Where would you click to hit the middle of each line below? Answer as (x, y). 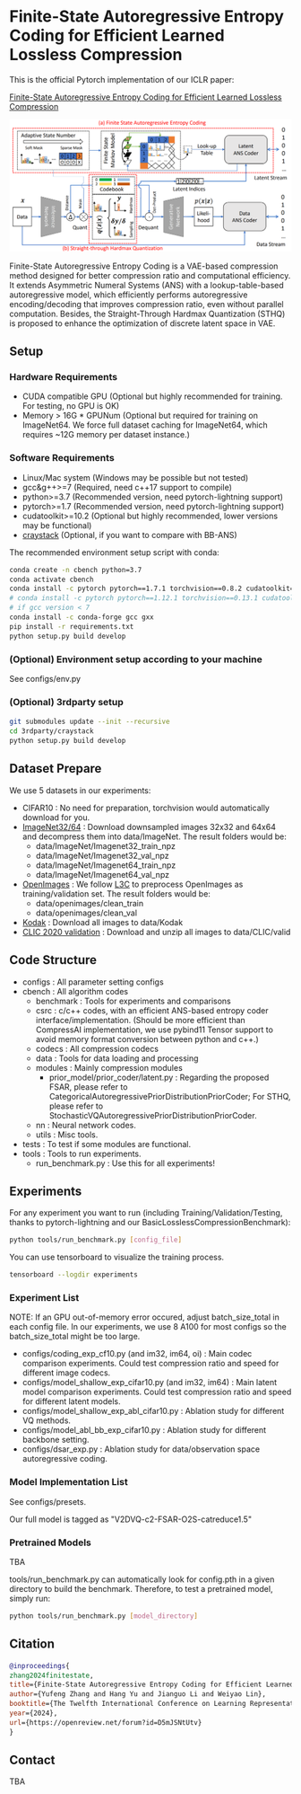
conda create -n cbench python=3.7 (76, 570)
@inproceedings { (39, 1666)
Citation (32, 1644)
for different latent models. (71, 1401)
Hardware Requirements (64, 377)
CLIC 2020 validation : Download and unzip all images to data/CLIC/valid (156, 932)
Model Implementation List (69, 1482)
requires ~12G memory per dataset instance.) (106, 435)
